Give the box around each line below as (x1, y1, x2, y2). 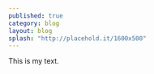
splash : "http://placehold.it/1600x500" (8, 34, 148, 43)
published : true (8, 11, 63, 20)
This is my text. (8, 56, 59, 66)
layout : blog (8, 27, 53, 35)
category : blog (8, 19, 60, 27)
